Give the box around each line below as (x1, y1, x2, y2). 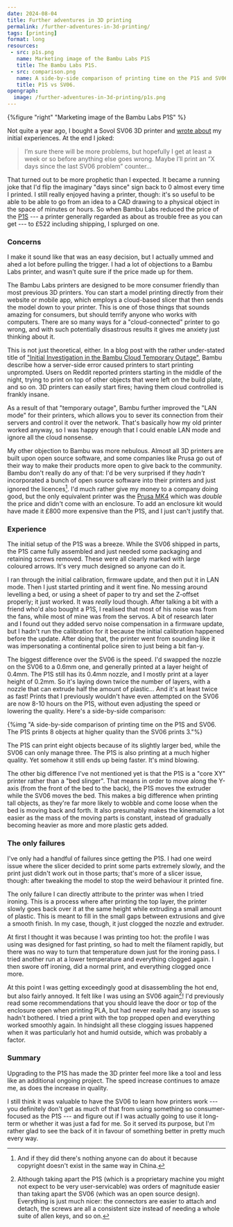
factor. (7, 1035, 26, 1044)
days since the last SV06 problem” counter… (24, 162, 152, 170)
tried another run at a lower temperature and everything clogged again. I (7, 955, 214, 963)
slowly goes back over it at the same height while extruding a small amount (7, 904, 222, 913)
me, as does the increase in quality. (7, 1083, 109, 1092)
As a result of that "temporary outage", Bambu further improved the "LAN (7, 404, 217, 412)
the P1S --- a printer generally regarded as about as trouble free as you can (7, 212, 223, 221)
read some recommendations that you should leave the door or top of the (7, 999, 217, 1007)
